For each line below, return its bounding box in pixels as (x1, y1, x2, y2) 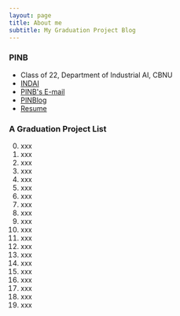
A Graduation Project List (9, 123, 107, 134)
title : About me (9, 19, 62, 27)
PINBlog (20, 95, 47, 105)
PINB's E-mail (20, 87, 65, 96)
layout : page (9, 11, 52, 20)
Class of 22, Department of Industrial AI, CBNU (20, 70, 173, 80)
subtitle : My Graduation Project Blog (9, 26, 136, 34)
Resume (20, 103, 47, 113)
